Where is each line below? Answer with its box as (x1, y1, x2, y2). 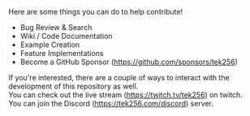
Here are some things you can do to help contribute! (8, 7, 183, 16)
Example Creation (19, 40, 80, 49)
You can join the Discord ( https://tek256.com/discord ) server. (8, 99, 213, 108)
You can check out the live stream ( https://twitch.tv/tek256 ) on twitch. (8, 90, 244, 100)
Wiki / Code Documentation (19, 32, 113, 41)
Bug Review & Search (19, 23, 93, 32)
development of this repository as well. (8, 81, 139, 91)
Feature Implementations (19, 49, 104, 58)
